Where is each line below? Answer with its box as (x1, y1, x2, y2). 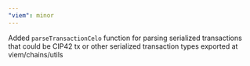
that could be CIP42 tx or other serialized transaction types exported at (8, 41, 238, 51)
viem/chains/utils (8, 49, 63, 59)
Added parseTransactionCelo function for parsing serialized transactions (8, 33, 243, 42)
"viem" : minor (8, 11, 55, 20)
